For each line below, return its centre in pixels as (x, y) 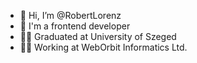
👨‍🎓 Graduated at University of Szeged (98, 36)
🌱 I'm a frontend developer (75, 26)
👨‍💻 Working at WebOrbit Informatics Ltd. (103, 47)
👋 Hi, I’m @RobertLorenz (70, 15)
